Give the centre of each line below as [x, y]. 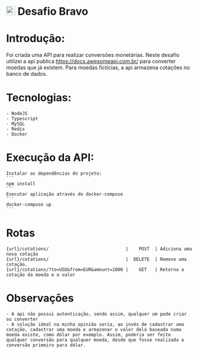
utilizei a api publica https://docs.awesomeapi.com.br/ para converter [91, 62]
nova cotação [22, 254]
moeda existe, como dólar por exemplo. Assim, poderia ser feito [88, 334]
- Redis [16, 129]
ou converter [22, 319]
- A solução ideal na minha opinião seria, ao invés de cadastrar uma [95, 324]
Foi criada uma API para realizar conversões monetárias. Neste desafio [93, 55]
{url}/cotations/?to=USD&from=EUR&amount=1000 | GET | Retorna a [95, 269]
